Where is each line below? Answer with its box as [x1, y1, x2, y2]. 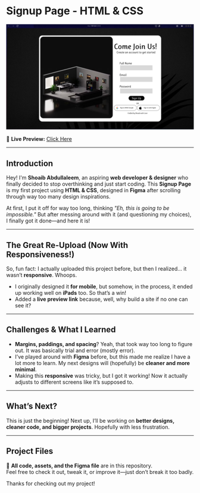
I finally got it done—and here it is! [6, 217, 90, 224]
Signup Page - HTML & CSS [6, 4, 144, 18]
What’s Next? [6, 401, 58, 412]
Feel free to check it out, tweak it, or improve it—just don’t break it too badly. [6, 468, 194, 475]
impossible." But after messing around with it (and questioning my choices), [6, 211, 192, 218]
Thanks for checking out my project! [6, 480, 95, 487]
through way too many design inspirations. [6, 193, 111, 200]
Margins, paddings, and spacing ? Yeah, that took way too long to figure [14, 340, 193, 347]
